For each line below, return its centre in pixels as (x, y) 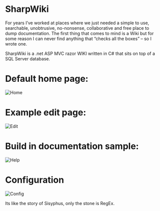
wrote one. (16, 44)
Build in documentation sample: (72, 146)
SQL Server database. (28, 58)
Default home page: (47, 79)
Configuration (35, 180)
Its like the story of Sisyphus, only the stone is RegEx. (60, 203)
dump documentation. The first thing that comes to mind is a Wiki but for (80, 33)
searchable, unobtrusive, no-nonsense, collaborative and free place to (77, 28)
